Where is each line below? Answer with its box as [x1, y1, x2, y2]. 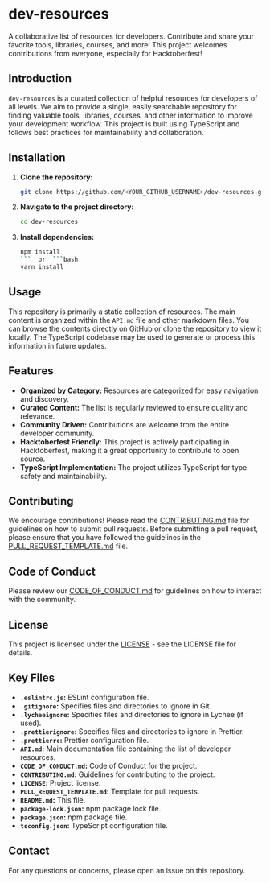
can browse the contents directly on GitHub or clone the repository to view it [8, 324, 262, 333]
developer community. [19, 428, 95, 438]
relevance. [19, 411, 55, 421]
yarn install [19, 263, 64, 271]
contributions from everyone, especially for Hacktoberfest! [8, 48, 202, 58]
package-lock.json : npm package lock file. [19, 803, 162, 813]
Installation [8, 151, 66, 165]
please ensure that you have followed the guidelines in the [8, 533, 201, 543]
